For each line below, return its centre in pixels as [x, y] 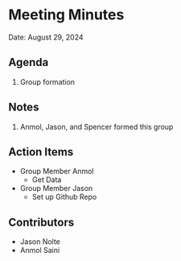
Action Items [41, 152]
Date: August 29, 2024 [46, 37]
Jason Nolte [40, 242]
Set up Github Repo [64, 197]
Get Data [47, 180]
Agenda [29, 62]
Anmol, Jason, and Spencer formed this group [97, 126]
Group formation [47, 81]
